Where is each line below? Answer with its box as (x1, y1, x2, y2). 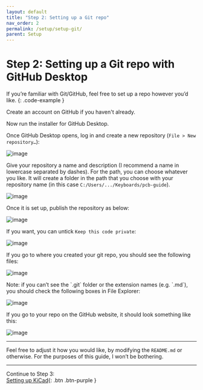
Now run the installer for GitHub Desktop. (6, 120, 109, 128)
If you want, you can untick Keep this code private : (6, 228, 137, 235)
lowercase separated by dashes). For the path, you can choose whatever (6, 168, 188, 175)
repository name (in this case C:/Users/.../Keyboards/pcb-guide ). (6, 181, 170, 188)
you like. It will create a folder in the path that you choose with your (6, 175, 173, 182)
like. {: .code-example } (6, 97, 65, 104)
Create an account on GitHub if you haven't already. (6, 108, 136, 115)
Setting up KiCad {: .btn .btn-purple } (6, 377, 97, 384)
